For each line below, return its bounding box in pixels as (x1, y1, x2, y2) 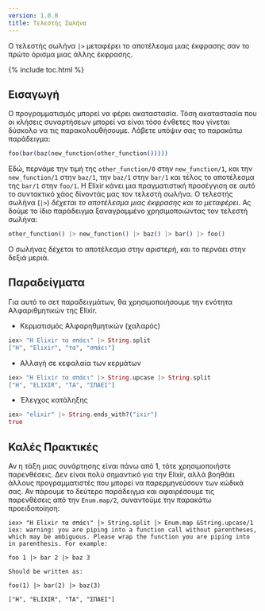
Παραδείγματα (8, 276, 86, 290)
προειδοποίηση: (8, 503, 60, 513)
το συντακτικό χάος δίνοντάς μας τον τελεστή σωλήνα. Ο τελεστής (8, 189, 233, 199)
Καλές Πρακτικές (8, 440, 99, 453)
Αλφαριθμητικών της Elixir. (8, 305, 98, 315)
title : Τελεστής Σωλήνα (8, 19, 87, 27)
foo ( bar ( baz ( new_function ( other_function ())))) (8, 150, 169, 158)
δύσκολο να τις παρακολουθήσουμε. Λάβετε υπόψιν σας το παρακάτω (8, 126, 243, 135)
